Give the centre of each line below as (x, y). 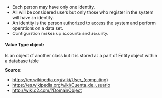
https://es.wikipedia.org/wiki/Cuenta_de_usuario (61, 85)
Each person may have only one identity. (53, 7)
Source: (14, 70)
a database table (22, 61)
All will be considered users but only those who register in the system (83, 12)
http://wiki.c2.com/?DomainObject (47, 90)
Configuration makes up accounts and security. (60, 33)
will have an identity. (33, 17)
